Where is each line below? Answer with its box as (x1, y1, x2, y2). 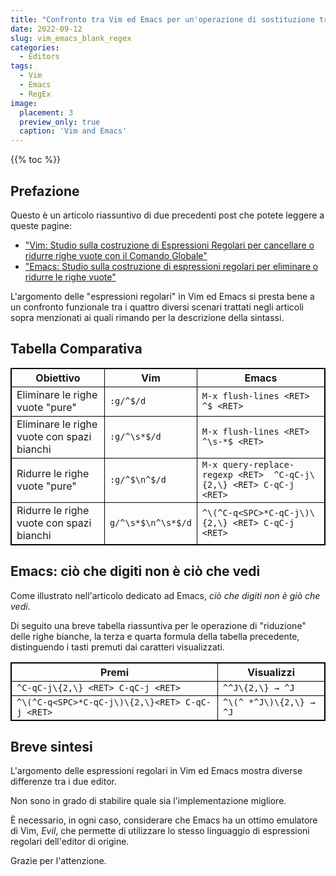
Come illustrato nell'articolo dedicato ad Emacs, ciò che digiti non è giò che (10, 589, 321, 601)
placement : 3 (19, 107, 74, 118)
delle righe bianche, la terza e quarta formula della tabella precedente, (10, 630, 300, 642)
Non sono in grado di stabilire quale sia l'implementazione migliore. (10, 795, 287, 807)
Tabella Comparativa (10, 341, 143, 358)
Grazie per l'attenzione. (10, 855, 107, 867)
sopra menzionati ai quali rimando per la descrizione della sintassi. (10, 311, 285, 323)
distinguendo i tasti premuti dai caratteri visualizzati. (10, 641, 225, 653)
